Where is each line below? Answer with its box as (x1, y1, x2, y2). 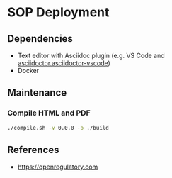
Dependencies (7, 33, 73, 45)
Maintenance (7, 87, 67, 99)
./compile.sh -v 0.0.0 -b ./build (7, 124, 110, 131)
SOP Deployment (7, 4, 110, 21)
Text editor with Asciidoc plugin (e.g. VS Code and (17, 51, 165, 60)
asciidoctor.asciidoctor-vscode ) (17, 59, 111, 67)
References (7, 143, 59, 156)
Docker (17, 67, 40, 74)
